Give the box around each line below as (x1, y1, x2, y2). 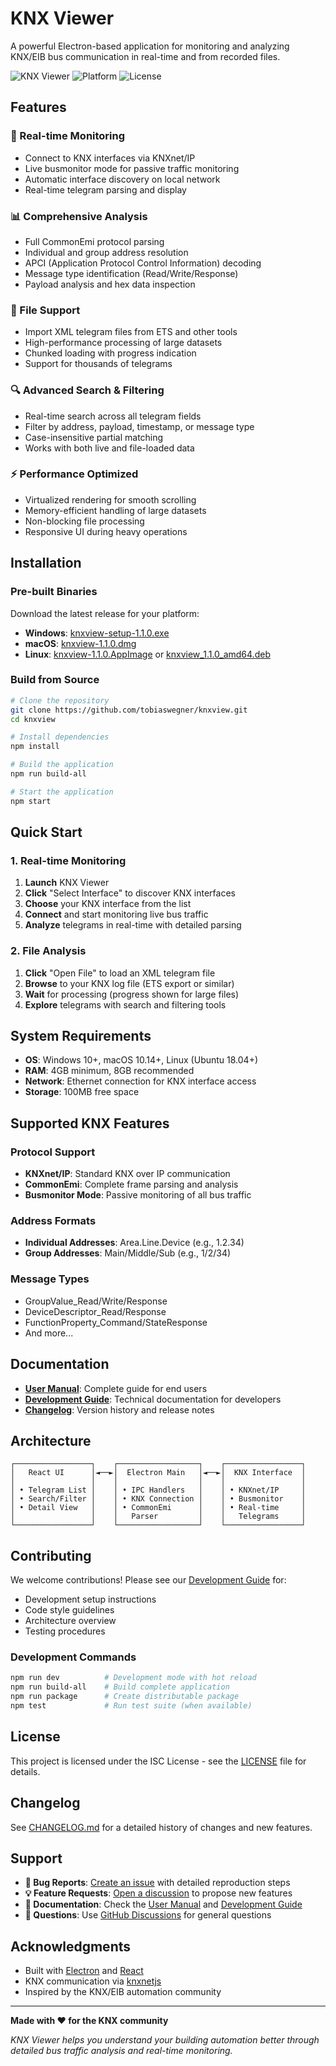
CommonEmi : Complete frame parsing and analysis (24, 1178, 239, 1191)
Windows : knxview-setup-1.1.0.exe (24, 627, 170, 639)
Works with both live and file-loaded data (24, 442, 195, 454)
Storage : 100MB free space (24, 1086, 140, 1098)
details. (10, 1765, 41, 1777)
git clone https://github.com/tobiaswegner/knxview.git (10, 705, 248, 715)
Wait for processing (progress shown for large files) (24, 988, 240, 1000)
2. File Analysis (10, 944, 87, 958)
